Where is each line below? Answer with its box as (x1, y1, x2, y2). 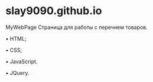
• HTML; (5, 35, 27, 42)
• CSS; (5, 46, 22, 54)
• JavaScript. (5, 58, 38, 65)
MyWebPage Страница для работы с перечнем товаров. (5, 24, 148, 31)
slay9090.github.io (5, 4, 102, 18)
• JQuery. (5, 69, 30, 76)
